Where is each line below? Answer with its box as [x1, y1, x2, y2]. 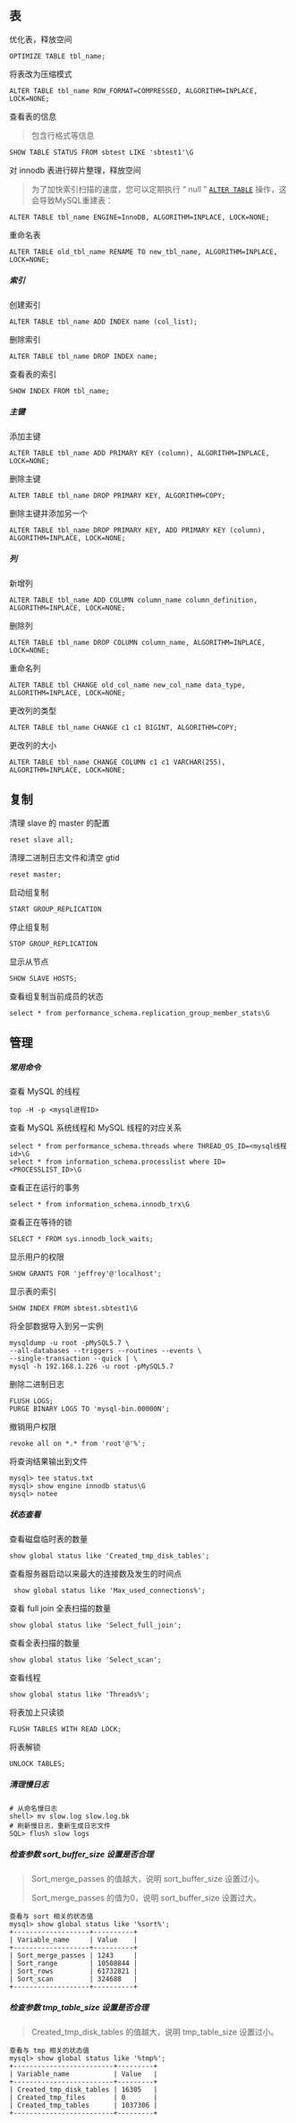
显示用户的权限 [9, 1251, 64, 1262]
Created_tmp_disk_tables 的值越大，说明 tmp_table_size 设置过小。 [30, 2026, 279, 2037]
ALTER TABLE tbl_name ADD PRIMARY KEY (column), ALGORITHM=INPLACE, [9, 448, 270, 458]
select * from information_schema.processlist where [9, 1157, 210, 1166]
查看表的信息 [9, 111, 56, 122]
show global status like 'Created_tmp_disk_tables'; [9, 1551, 210, 1561]
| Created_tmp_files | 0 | [9, 2093, 158, 2102]
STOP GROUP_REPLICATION [9, 939, 98, 948]
